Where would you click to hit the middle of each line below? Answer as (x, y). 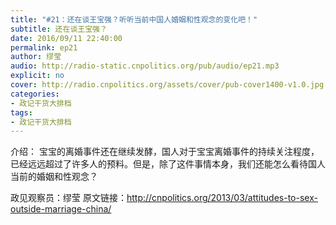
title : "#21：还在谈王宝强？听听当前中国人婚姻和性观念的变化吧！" (134, 19)
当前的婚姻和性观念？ (54, 177)
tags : (21, 112)
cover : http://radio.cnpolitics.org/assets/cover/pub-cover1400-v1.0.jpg (167, 85)
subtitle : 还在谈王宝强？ (59, 29)
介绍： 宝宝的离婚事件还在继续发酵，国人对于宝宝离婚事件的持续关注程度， (165, 152)
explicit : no (37, 76)
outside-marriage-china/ (61, 209)
